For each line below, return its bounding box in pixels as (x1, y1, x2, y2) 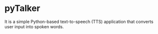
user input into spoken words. (4, 23, 64, 29)
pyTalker (4, 3, 41, 14)
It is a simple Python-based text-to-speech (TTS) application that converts (4, 19, 154, 24)
